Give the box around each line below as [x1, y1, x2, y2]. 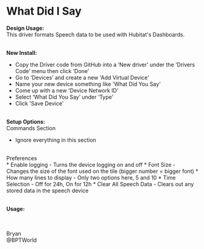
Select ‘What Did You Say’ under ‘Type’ [15, 93, 114, 100]
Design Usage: [6, 24, 44, 32]
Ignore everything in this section [15, 136, 96, 144]
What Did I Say [6, 4, 82, 18]
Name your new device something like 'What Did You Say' [15, 80, 161, 88]
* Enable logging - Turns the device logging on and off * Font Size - [6, 161, 176, 168]
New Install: [6, 49, 38, 56]
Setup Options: [6, 117, 46, 125]
